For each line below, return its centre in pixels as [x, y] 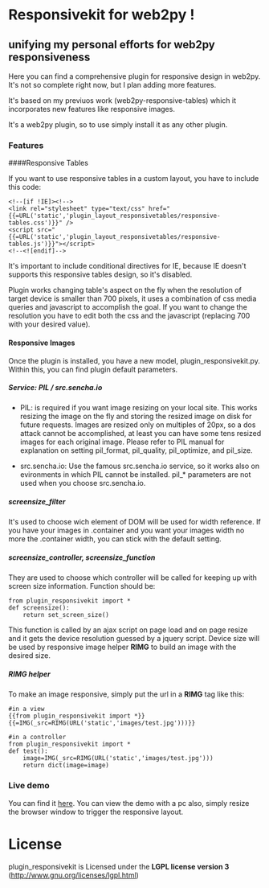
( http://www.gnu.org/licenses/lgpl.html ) [73, 875]
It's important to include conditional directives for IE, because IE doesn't [127, 266]
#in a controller [37, 738]
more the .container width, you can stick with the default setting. [115, 539]
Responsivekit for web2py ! [102, 15]
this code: [25, 187]
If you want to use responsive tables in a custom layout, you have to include [134, 179]
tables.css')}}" [35, 223]
